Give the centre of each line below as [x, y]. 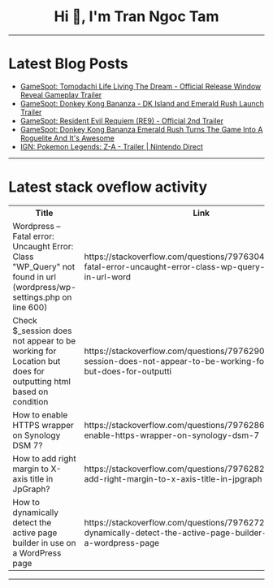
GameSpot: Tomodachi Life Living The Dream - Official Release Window [141, 86]
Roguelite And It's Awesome [67, 138]
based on [30, 391]
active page [35, 533]
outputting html [42, 381]
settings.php [37, 297]
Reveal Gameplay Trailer [61, 95]
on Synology [37, 435]
